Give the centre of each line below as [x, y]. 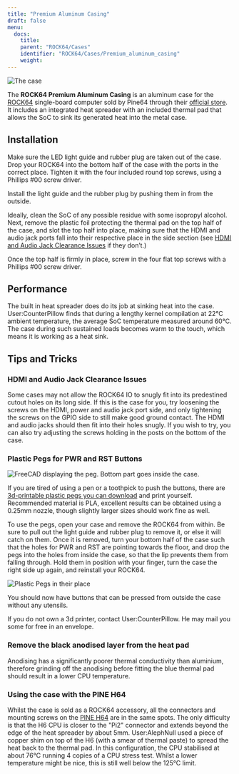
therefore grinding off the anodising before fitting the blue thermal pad [111, 668]
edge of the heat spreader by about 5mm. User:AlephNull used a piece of [115, 733]
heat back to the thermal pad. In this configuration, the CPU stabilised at [113, 748]
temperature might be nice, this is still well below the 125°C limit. [102, 763]
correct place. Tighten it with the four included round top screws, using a [115, 172]
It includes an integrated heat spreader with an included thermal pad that [115, 110]
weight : [31, 61]
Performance [37, 289]
